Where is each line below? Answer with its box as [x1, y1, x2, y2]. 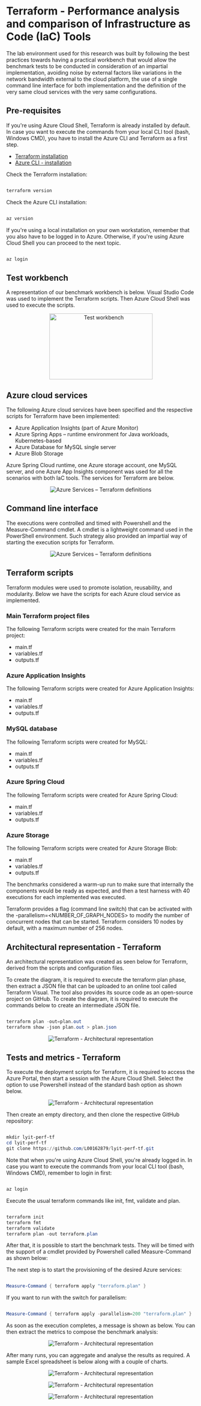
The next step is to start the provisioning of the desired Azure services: [6, 1266, 182, 1273]
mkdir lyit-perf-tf [6, 1134, 55, 1140]
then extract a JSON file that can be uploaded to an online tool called [6, 982, 177, 990]
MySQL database [6, 724, 58, 733]
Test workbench [6, 272, 69, 283]
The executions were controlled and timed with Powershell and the [6, 519, 171, 527]
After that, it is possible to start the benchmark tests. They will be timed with [6, 1241, 195, 1249]
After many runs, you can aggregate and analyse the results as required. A [6, 1352, 190, 1359]
